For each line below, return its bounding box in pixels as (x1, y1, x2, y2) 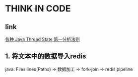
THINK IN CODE (5, 3, 71, 14)
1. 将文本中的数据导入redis (5, 52, 86, 61)
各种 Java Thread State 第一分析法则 (5, 37, 80, 42)
